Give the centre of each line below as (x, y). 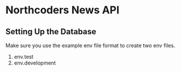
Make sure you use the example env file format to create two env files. (90, 45)
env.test (23, 57)
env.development (35, 63)
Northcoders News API (62, 10)
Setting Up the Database (51, 32)
